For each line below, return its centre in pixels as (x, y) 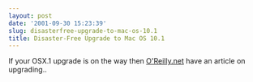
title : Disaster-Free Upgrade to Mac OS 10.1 (86, 38)
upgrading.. (28, 70)
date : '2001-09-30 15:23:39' (58, 23)
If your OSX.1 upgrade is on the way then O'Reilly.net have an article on (127, 61)
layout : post (30, 16)
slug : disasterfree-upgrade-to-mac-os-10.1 (83, 31)
